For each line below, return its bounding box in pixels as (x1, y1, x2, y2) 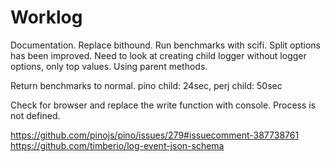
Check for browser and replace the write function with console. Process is (10, 99, 317, 111)
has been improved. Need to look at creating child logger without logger (10, 49, 307, 61)
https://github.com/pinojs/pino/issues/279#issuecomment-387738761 (10, 129, 300, 141)
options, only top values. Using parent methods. (10, 60, 208, 72)
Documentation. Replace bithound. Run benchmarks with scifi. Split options (10, 39, 322, 51)
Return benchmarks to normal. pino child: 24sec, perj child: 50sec (10, 79, 283, 91)
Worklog (10, 6, 83, 29)
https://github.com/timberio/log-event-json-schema (10, 139, 225, 151)
